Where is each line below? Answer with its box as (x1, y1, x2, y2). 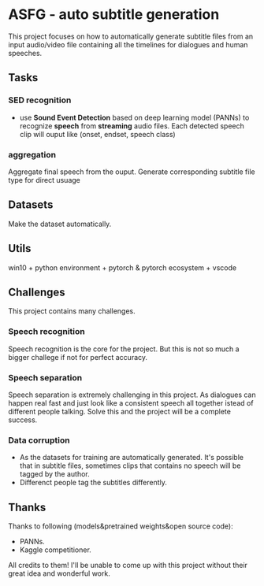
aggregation (8, 149, 57, 160)
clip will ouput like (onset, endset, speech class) (19, 129, 176, 139)
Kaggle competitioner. (19, 545, 92, 554)
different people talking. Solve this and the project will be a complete (8, 406, 231, 416)
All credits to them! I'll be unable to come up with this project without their (8, 561, 248, 570)
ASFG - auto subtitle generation (8, 6, 220, 24)
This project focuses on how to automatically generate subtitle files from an (8, 32, 254, 41)
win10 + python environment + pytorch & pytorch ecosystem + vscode (8, 262, 237, 273)
